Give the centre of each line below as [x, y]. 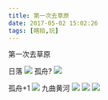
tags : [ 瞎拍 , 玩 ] [34, 30]
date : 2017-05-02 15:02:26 [53, 23]
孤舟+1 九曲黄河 [39, 88]
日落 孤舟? [30, 71]
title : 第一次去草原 [39, 16]
